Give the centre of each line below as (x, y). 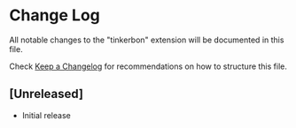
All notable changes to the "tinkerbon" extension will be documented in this (147, 40)
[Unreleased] (47, 94)
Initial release (46, 115)
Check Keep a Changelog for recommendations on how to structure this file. (148, 66)
